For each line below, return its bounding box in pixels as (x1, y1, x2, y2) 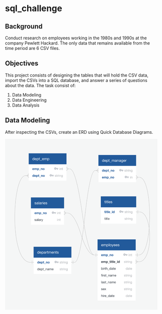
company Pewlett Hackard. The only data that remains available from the (5, 40, 150, 46)
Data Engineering (12, 97, 47, 103)
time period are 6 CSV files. (5, 46, 60, 51)
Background (5, 22, 43, 31)
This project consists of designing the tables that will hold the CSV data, (5, 72, 148, 78)
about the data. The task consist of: (5, 82, 76, 88)
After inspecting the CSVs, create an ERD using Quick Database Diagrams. (5, 129, 153, 135)
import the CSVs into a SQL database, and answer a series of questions (5, 77, 147, 83)
